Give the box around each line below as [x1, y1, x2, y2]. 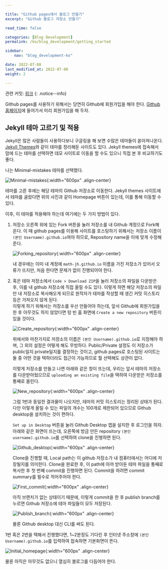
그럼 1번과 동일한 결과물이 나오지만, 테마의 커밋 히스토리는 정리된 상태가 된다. [12, 398, 163, 405]
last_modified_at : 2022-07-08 [5, 66, 69, 72]
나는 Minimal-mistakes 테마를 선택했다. [5, 167, 83, 174]
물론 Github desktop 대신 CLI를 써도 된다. [12, 521, 95, 527]
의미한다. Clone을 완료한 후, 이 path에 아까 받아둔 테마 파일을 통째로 [30, 461, 163, 467]
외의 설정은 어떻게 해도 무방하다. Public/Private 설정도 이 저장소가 [24, 343, 153, 349]
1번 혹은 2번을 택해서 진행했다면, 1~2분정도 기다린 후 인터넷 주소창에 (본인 [5, 532, 149, 538]
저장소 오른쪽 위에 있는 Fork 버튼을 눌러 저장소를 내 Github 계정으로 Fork [12, 222, 155, 228]
